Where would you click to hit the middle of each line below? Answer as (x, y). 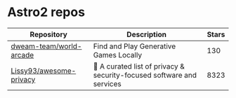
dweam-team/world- (46, 46)
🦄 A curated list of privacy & (139, 66)
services (107, 83)
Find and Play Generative (135, 46)
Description (146, 34)
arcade (22, 55)
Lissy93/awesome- (44, 71)
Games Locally (118, 55)
